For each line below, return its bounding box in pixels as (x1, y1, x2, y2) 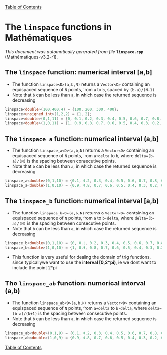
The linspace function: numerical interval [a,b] (5, 68, 153, 76)
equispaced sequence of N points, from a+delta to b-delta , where (12, 305, 147, 311)
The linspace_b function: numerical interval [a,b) (5, 197, 159, 205)
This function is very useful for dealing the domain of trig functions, (12, 254, 151, 260)
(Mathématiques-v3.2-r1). (5, 54, 58, 60)
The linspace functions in (5, 22, 112, 33)
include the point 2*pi (12, 265, 57, 271)
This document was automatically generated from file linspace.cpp (5, 48, 143, 54)
